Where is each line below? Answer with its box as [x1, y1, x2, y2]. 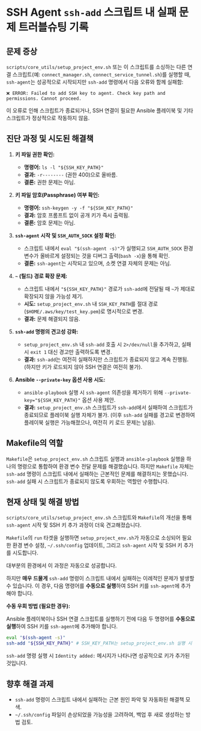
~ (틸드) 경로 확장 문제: [14, 272, 68, 279]
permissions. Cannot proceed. [6, 96, 82, 102]
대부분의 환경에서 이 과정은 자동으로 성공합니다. [6, 562, 117, 569]
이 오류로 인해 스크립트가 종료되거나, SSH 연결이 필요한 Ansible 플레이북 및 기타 [6, 107, 194, 114]
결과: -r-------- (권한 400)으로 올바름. [23, 171, 118, 178]
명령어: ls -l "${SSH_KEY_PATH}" [23, 163, 104, 171]
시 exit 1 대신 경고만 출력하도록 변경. [23, 348, 112, 355]
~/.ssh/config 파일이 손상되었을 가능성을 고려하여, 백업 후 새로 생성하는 [14, 711, 185, 718]
